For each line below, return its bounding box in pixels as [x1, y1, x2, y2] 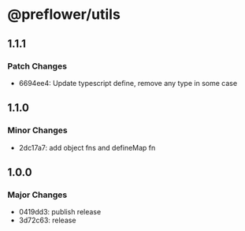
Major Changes [7, 189, 68, 200]
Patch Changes [7, 61, 68, 72]
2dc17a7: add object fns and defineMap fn [18, 143, 156, 152]
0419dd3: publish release [18, 207, 102, 217]
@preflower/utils [7, 6, 121, 24]
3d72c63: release [18, 215, 76, 225]
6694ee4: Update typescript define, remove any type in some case [18, 78, 238, 88]
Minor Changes [7, 125, 68, 136]
